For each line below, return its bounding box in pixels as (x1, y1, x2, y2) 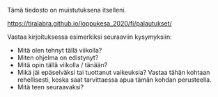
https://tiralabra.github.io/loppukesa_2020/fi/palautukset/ (7, 19, 172, 27)
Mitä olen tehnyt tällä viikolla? (17, 46, 102, 54)
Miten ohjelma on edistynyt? (17, 53, 99, 62)
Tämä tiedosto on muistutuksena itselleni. (7, 6, 127, 14)
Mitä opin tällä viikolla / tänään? (17, 61, 108, 69)
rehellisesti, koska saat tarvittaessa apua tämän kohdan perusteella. (17, 76, 212, 84)
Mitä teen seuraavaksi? (17, 83, 84, 91)
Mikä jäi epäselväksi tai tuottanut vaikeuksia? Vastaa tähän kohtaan (17, 69, 210, 76)
